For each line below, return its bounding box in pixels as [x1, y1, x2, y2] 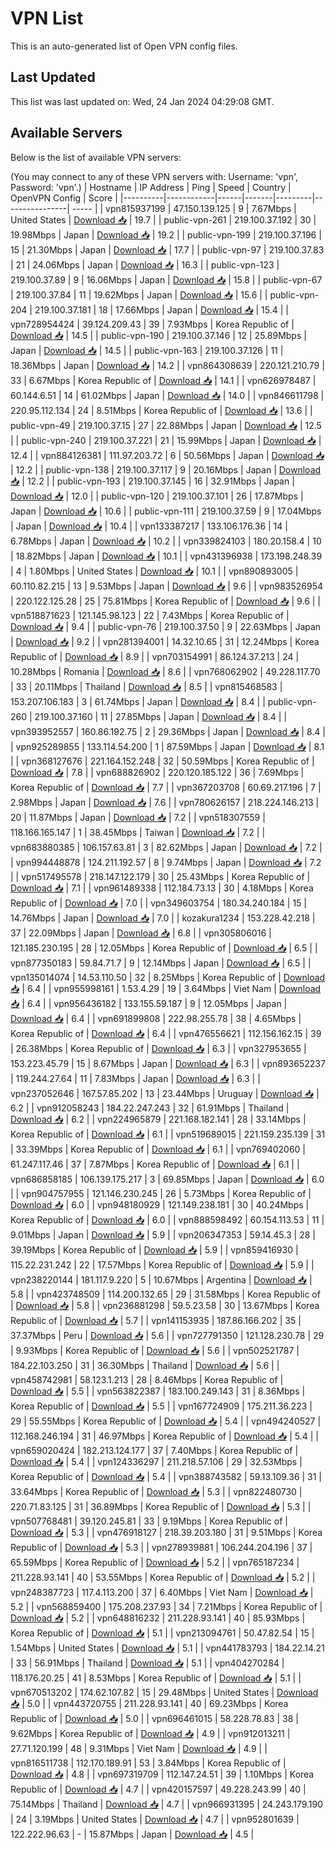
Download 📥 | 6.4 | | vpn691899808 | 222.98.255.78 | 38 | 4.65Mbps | [10, 1012, 302, 1024]
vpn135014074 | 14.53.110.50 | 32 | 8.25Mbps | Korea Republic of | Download [10, 971, 326, 983]
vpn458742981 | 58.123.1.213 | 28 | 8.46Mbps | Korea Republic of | [10, 1373, 284, 1386]
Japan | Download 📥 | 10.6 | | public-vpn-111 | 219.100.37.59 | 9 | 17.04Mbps [10, 505, 322, 517]
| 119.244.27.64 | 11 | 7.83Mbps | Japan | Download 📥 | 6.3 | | [10, 1072, 261, 1084]
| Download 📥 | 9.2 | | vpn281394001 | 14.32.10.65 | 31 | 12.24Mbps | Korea [10, 635, 320, 647]
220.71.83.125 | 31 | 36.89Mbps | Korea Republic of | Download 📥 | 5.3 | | [10, 1500, 312, 1512]
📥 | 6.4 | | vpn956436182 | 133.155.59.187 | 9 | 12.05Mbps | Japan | [10, 997, 288, 1009]
